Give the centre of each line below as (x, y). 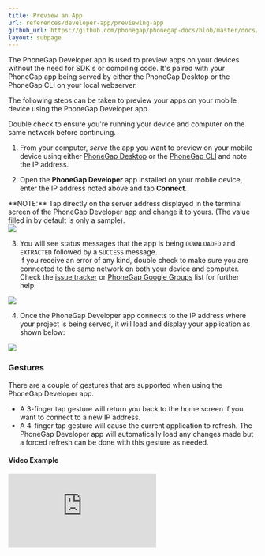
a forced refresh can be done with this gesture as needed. (114, 442)
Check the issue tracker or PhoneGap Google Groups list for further (129, 277)
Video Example (34, 460)
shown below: (42, 332)
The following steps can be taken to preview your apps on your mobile (123, 100)
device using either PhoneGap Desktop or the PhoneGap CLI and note (133, 156)
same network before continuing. (62, 133)
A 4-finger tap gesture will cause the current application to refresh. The (136, 425)
